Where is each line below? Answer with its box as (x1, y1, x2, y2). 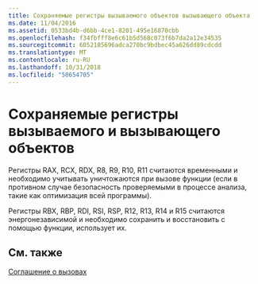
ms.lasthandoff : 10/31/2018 (8, 64, 102, 72)
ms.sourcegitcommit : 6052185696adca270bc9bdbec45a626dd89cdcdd (8, 41, 222, 49)
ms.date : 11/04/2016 (8, 19, 77, 27)
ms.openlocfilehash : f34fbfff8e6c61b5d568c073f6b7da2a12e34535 (8, 33, 222, 42)
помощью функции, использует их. (8, 223, 127, 232)
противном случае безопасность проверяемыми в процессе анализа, (8, 182, 248, 192)
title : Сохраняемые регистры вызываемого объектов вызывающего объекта (8, 11, 250, 20)
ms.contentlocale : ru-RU (8, 56, 90, 64)
